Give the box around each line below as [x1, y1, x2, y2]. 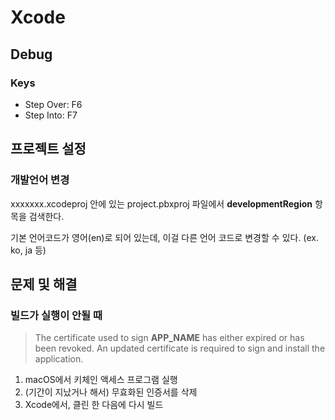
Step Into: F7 [24, 109, 78, 121]
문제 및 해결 [10, 276, 78, 293]
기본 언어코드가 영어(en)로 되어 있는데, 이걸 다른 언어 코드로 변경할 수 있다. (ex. [10, 231, 319, 243]
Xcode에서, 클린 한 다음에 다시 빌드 [24, 399, 164, 411]
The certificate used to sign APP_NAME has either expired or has [34, 332, 305, 344]
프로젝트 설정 [10, 141, 87, 158]
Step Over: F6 [24, 98, 83, 110]
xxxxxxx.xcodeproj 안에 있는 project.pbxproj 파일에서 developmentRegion [10, 197, 313, 210]
